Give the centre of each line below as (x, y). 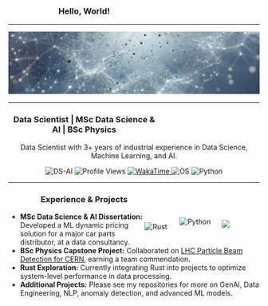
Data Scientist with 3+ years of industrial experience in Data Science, (134, 147)
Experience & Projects (84, 199)
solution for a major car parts (67, 233)
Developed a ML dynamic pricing (74, 225)
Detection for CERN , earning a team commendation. (105, 259)
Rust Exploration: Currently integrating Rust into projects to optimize (133, 267)
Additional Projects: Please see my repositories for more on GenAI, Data (139, 284)
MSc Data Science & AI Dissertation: (81, 217)
